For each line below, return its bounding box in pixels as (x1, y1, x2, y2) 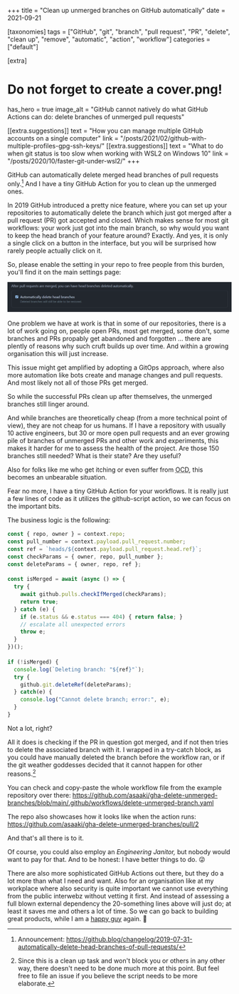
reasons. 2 (7, 768, 36, 778)
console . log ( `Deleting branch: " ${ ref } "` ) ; (14, 666, 144, 673)
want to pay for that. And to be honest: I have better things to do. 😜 (7, 855, 206, 863)
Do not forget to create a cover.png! (7, 81, 223, 98)
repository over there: (7, 791, 71, 799)
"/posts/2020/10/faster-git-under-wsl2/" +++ (7, 156, 140, 165)
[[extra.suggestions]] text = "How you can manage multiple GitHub (7, 126, 203, 135)
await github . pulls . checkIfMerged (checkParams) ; (20, 591, 167, 598)
